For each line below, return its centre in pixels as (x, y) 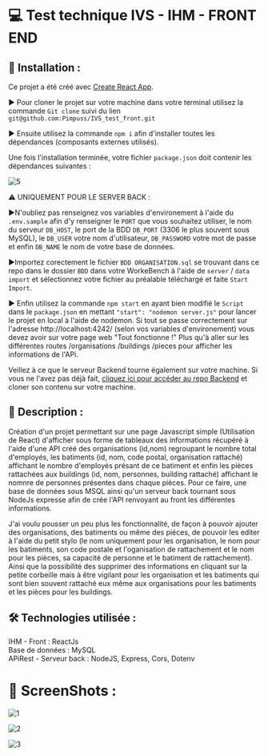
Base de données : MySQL (52, 649)
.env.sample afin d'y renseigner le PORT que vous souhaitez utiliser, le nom (130, 221)
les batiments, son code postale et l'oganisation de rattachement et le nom (131, 549)
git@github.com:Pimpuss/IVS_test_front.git (82, 119)
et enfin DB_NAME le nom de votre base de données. (92, 247)
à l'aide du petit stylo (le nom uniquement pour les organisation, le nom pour (134, 540)
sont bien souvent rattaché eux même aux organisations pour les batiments (132, 583)
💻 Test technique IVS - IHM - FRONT (133, 16)
